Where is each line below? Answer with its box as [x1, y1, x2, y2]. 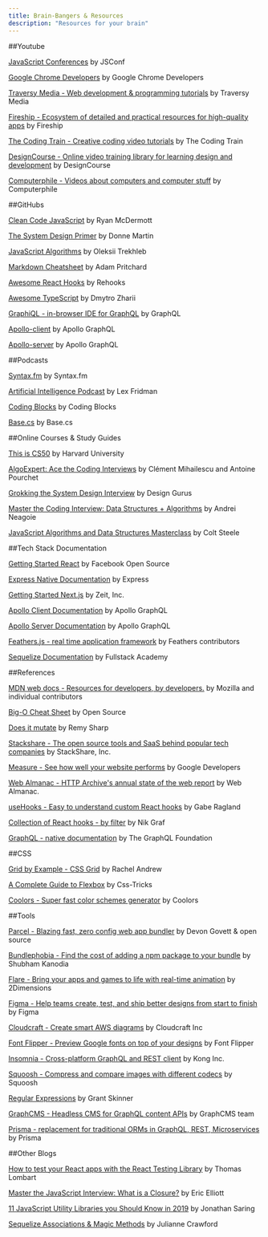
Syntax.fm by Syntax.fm [8, 371, 88, 380]
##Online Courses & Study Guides [8, 432, 122, 442]
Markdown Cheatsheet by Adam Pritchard [8, 262, 147, 271]
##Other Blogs [8, 1148, 57, 1158]
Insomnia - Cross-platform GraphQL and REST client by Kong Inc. [8, 1053, 225, 1063]
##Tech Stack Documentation [8, 543, 107, 553]
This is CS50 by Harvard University [8, 448, 124, 458]
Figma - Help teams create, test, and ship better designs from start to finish [8, 998, 258, 1008]
